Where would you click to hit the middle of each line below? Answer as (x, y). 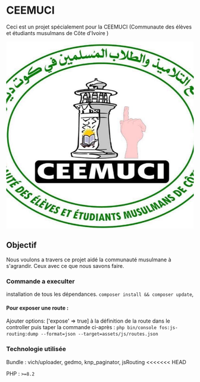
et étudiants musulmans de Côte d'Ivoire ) (57, 33)
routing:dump (22, 334)
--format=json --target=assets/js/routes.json (100, 334)
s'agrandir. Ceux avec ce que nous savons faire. (65, 266)
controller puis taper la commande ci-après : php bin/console (81, 327)
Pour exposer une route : (37, 308)
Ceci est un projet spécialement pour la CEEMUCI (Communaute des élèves (99, 27)
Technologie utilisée (36, 349)
